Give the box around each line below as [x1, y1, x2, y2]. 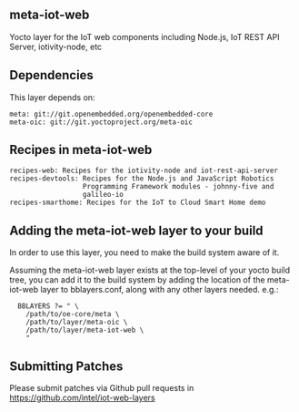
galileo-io [82, 191, 125, 200]
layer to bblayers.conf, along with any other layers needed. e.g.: [40, 284, 279, 295]
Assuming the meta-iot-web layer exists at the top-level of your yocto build [9, 264, 291, 276]
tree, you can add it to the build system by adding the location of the [9, 274, 265, 285]
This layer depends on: [9, 91, 95, 103]
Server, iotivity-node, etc [9, 41, 103, 52]
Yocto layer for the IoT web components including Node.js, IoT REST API [9, 31, 280, 42]
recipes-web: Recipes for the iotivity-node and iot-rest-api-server [9, 166, 279, 176]
